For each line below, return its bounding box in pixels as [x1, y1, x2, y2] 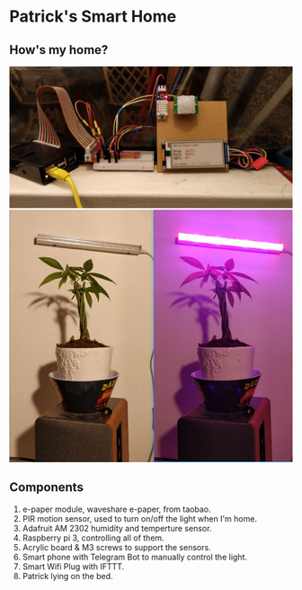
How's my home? [9, 42, 109, 58]
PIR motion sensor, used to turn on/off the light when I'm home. [22, 513, 258, 523]
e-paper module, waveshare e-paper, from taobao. [22, 504, 211, 514]
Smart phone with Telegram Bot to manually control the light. [22, 551, 248, 562]
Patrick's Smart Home [9, 6, 177, 27]
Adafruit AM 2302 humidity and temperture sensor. [22, 523, 212, 533]
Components [9, 479, 84, 496]
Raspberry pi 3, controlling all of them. [22, 532, 164, 543]
